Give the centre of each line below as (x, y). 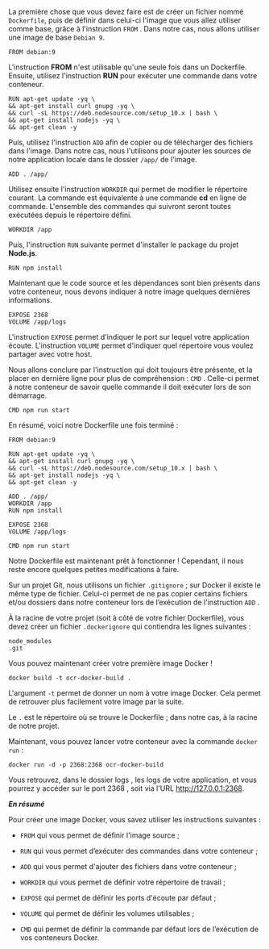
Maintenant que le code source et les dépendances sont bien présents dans (134, 283)
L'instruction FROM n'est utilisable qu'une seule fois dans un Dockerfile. (128, 67)
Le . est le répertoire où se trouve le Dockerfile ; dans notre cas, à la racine (133, 717)
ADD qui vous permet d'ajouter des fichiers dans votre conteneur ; (128, 866)
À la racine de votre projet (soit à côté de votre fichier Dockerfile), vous (126, 618)
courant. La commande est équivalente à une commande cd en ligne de (128, 198)
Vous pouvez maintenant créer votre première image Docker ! (111, 663)
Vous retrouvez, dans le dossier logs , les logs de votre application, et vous (133, 780)
